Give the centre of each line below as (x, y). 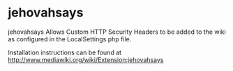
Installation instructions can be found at (65, 52)
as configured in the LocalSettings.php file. (70, 39)
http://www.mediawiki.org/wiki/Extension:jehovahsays (86, 59)
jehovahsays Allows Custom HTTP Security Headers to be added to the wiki (117, 32)
